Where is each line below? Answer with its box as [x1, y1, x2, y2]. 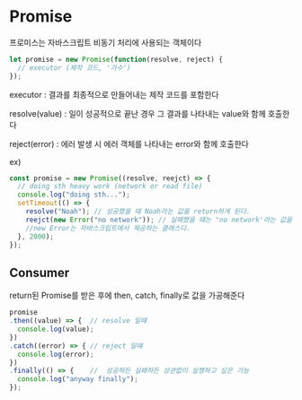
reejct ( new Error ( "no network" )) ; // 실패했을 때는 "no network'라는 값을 [25, 215, 293, 224]
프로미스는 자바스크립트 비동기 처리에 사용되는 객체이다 [9, 37, 202, 48]
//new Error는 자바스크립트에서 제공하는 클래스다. [25, 223, 191, 232]
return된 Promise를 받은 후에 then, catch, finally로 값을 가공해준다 [9, 290, 245, 301]
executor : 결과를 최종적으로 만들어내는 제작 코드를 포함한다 [9, 89, 219, 100]
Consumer [9, 265, 70, 280]
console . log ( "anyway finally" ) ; [17, 375, 139, 384]
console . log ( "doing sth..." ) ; [17, 190, 130, 199]
